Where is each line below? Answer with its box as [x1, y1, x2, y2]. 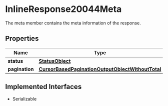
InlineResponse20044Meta [5, 3, 122, 15]
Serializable [12, 96, 37, 102]
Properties [5, 34, 39, 43]
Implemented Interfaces [5, 83, 82, 91]
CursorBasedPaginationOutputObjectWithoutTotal [38, 66, 161, 73]
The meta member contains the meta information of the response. [5, 20, 141, 26]
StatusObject [38, 57, 71, 64]
